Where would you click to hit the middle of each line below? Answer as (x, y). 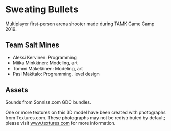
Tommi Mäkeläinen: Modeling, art (48, 68)
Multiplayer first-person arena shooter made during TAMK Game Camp (80, 24)
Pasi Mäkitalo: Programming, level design (56, 74)
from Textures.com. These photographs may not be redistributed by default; (86, 117)
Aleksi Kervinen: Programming (44, 57)
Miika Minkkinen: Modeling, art (45, 63)
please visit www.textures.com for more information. (60, 123)
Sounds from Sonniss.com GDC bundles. (48, 102)
